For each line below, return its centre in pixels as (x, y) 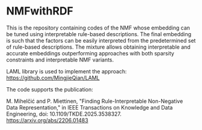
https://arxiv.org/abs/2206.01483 (47, 120)
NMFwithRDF (40, 11)
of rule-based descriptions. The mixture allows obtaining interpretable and (98, 47)
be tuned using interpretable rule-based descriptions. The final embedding (99, 34)
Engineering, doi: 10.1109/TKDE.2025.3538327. (64, 114)
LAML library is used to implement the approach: (67, 71)
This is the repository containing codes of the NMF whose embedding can (98, 28)
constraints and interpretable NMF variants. (60, 60)
